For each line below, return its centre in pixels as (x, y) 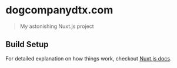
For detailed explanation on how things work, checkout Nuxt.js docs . (88, 58)
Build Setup (27, 44)
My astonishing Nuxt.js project (57, 26)
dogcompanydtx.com (59, 10)
